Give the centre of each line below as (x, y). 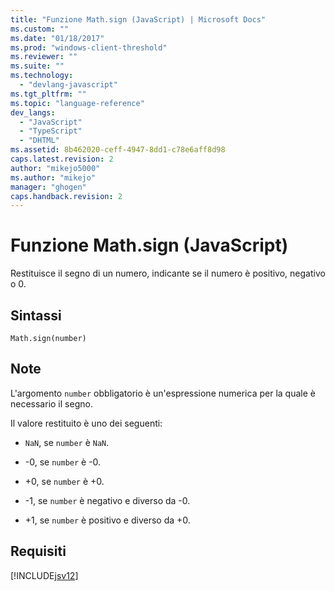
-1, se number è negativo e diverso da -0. (107, 500)
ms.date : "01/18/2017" (57, 38)
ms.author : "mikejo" (53, 177)
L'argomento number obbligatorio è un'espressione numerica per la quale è (163, 393)
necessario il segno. (51, 403)
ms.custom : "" (40, 29)
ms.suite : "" (37, 66)
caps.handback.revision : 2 (66, 196)
